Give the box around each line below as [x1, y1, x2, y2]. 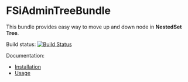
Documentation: [6, 52, 45, 59]
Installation [14, 63, 42, 70]
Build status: [6, 41, 36, 48]
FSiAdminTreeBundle [6, 4, 111, 17]
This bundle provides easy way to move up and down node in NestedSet [6, 23, 182, 30]
